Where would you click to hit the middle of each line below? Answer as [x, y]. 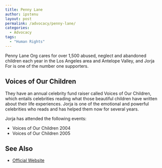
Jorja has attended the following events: [46, 118]
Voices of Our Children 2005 [41, 133]
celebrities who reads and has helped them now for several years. [72, 109]
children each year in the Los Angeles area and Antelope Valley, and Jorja [80, 61]
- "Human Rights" [27, 42]
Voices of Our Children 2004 [41, 128]
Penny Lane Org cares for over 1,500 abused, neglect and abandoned [76, 56]
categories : [17, 28]
